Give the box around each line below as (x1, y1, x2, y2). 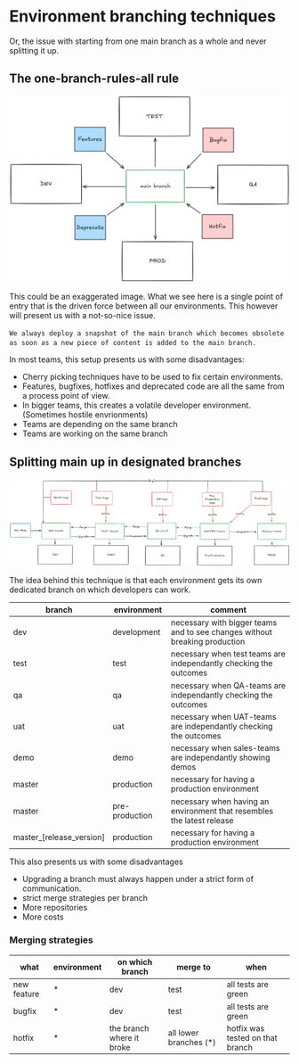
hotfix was (226, 1023, 265, 1034)
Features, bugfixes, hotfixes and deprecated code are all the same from (21, 381, 285, 392)
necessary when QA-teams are (170, 680, 287, 690)
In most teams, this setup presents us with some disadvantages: (9, 354, 245, 365)
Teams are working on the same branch (21, 428, 168, 439)
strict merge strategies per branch (21, 893, 149, 903)
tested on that (226, 1032, 278, 1043)
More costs (21, 911, 64, 922)
